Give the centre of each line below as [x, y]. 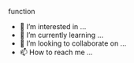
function [22, 11]
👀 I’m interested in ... [53, 26]
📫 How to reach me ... [56, 52]
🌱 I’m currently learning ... [61, 35]
